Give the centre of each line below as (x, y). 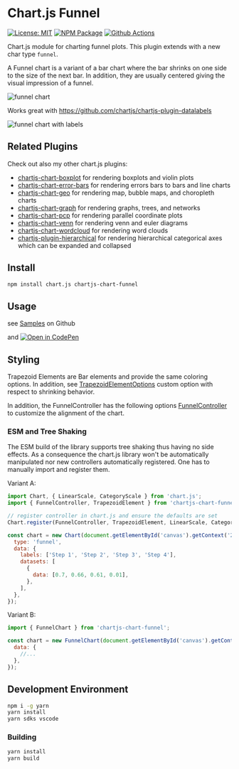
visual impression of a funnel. (51, 82)
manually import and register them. (59, 470)
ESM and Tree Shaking (47, 431)
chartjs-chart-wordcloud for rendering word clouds (93, 230)
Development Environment (68, 690)
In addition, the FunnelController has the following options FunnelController (117, 406)
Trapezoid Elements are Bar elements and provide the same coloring (108, 377)
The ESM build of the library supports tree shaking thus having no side (111, 447)
